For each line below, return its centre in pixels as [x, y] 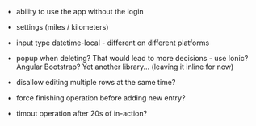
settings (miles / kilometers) [62, 27]
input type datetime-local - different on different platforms [113, 43]
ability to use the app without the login [80, 12]
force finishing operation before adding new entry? [101, 98]
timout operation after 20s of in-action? [82, 113]
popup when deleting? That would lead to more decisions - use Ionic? [132, 58]
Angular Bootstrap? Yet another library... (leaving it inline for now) [125, 67]
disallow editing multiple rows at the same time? [96, 82]
